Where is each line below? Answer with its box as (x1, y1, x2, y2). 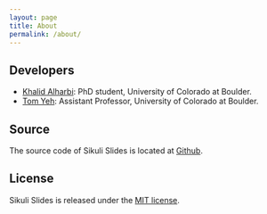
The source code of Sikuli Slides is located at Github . (9, 145, 203, 156)
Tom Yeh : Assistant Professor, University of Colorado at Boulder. (21, 95, 259, 107)
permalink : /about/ (9, 29, 82, 38)
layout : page (9, 12, 58, 22)
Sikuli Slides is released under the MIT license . (9, 194, 181, 205)
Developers (9, 62, 75, 78)
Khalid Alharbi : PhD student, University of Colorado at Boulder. (21, 86, 252, 97)
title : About (9, 21, 58, 30)
